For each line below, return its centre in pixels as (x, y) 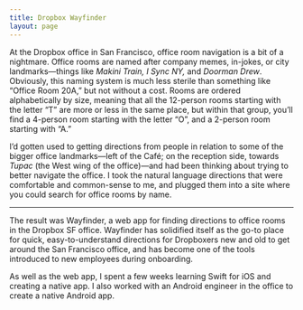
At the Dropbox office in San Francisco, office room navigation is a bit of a (147, 52)
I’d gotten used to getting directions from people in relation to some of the (147, 146)
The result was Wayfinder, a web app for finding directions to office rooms (147, 220)
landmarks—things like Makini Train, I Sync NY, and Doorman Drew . (136, 71)
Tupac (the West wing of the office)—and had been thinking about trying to (149, 165)
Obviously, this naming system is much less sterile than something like (140, 80)
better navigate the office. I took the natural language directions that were (146, 175)
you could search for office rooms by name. (91, 194)
